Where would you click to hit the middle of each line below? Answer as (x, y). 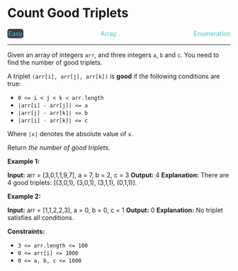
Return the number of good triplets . (59, 148)
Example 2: (24, 196)
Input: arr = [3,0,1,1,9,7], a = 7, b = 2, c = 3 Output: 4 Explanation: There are (118, 175)
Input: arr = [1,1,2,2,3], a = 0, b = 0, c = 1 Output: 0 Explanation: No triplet (115, 210)
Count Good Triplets (68, 13)
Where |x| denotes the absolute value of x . (70, 133)
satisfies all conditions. (41, 217)
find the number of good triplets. (55, 62)
